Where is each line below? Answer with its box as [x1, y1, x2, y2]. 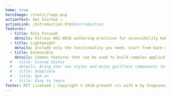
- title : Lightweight [10, 41, 56, 46]
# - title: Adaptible [10, 69, 56, 74]
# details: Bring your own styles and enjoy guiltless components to [10, 64, 165, 69]
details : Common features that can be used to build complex [14, 54, 147, 60]
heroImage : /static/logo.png [5, 12, 67, 17]
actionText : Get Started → [5, 17, 63, 22]
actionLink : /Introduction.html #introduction [5, 21, 103, 27]
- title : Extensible [10, 50, 53, 55]
